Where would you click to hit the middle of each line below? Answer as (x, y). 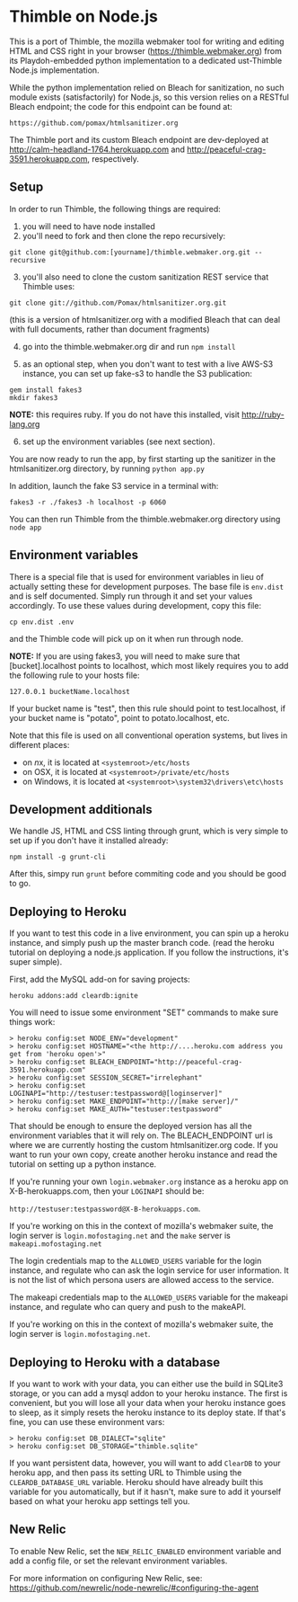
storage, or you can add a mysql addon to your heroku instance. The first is (149, 1393)
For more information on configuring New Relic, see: (106, 1578)
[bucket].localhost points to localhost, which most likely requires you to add (149, 665)
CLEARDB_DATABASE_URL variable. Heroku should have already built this (136, 1482)
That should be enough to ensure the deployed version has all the (131, 1126)
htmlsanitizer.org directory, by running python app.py (107, 468)
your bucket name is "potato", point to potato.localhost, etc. (120, 717)
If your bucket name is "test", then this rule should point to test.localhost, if (147, 708)
